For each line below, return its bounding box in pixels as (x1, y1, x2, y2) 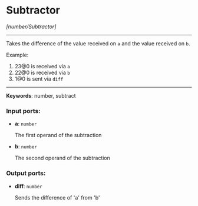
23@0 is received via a (14, 62, 71, 69)
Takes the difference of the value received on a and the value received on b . (6, 39, 190, 47)
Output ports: (6, 169, 46, 177)
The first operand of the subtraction (14, 132, 102, 139)
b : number (14, 143, 37, 150)
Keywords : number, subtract (6, 92, 76, 99)
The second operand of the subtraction (14, 154, 111, 162)
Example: (6, 51, 29, 58)
